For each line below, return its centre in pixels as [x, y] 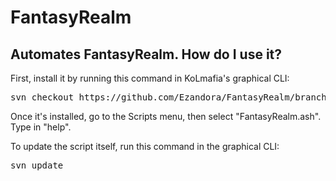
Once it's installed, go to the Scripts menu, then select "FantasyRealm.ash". [166, 116]
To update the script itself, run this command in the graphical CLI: [145, 146]
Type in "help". [41, 127]
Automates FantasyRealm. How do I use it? [146, 54]
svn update [37, 165]
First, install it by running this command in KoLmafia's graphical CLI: [150, 78]
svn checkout [42, 97]
